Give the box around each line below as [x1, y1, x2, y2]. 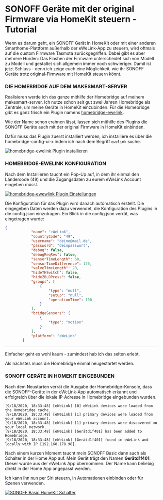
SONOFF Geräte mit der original [5, 3, 134, 15]
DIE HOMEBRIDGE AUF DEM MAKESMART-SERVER [5, 83, 128, 90]
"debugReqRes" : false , [31, 252, 77, 257]
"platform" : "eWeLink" [31, 333, 77, 338]
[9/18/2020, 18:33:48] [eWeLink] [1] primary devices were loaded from [5, 412, 153, 417]
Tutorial [5, 24, 37, 35]
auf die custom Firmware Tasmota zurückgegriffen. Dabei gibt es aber [5, 50, 146, 56]
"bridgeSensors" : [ [31, 311, 70, 316]
